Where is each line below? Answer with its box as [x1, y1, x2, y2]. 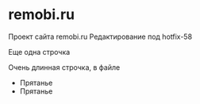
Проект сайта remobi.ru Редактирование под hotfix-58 [8, 32, 193, 41]
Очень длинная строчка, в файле [8, 62, 121, 72]
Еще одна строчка [8, 47, 71, 56]
